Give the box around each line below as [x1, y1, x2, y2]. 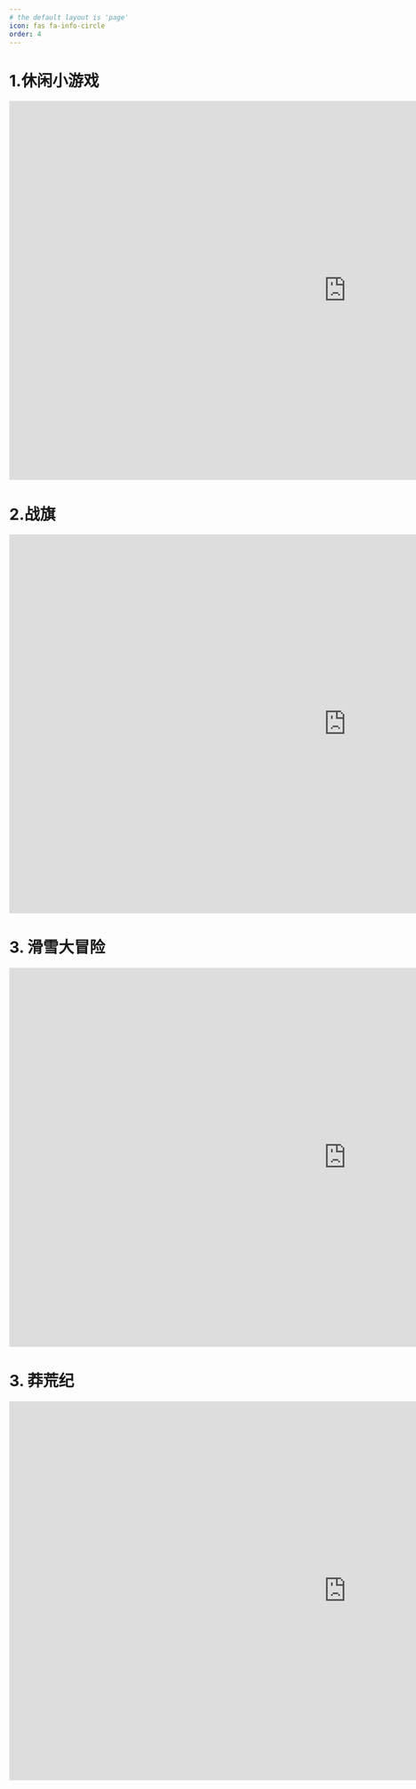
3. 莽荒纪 [9, 1371, 75, 1392]
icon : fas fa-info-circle [9, 21, 105, 30]
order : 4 [9, 29, 42, 38]
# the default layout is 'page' [9, 12, 129, 22]
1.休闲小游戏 [9, 70, 100, 91]
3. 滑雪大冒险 [9, 937, 106, 958]
